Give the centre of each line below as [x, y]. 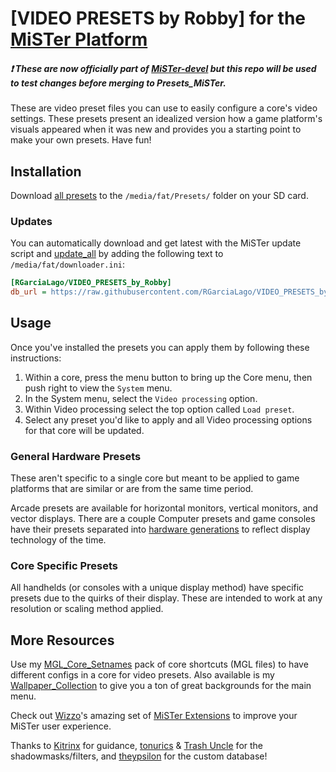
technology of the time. [58, 540]
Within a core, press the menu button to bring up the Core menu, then [168, 377]
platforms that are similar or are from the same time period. [132, 489]
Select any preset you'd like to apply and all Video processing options [168, 419]
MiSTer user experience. [61, 726]
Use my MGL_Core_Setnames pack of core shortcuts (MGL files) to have [159, 664]
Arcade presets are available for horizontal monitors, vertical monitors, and [164, 508]
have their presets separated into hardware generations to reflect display [160, 529]
